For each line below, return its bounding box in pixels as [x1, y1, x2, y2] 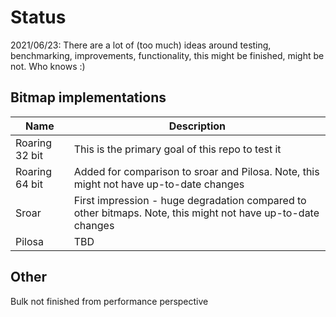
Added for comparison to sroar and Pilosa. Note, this [73, 164, 320, 178]
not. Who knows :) [10, 60, 86, 72]
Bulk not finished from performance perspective [10, 295, 209, 307]
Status [10, 6, 67, 29]
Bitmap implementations [10, 89, 167, 106]
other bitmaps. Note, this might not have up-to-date [73, 206, 320, 220]
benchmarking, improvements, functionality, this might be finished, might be [10, 49, 325, 61]
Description [168, 119, 227, 133]
